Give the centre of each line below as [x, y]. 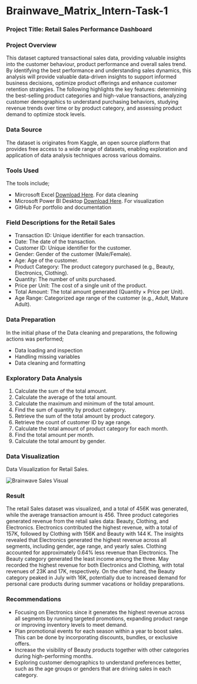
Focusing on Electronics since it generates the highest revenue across [100, 612]
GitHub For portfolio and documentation [63, 207]
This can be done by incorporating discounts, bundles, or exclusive [96, 637]
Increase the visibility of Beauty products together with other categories [102, 650]
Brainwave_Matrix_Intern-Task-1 [87, 11]
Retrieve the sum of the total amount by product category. [85, 416]
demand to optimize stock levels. [46, 114]
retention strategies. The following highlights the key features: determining [96, 89]
